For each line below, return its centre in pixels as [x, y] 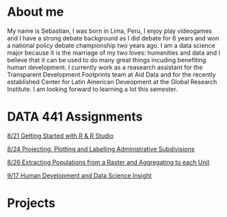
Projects [31, 203]
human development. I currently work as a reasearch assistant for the [105, 67]
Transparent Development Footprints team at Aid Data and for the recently [112, 74]
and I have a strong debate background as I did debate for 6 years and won [113, 38]
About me [36, 12]
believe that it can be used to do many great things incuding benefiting [107, 60]
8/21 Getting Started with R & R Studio [61, 136]
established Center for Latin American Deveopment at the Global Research [112, 81]
